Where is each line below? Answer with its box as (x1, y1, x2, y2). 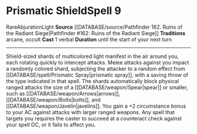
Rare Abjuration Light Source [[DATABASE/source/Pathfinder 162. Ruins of (6, 23, 183, 30)
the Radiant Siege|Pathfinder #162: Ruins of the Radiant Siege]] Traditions (6, 29, 186, 36)
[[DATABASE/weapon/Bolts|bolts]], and (6, 96, 101, 103)
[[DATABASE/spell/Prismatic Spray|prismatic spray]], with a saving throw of (6, 71, 189, 78)
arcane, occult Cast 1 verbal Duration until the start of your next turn (6, 36, 172, 43)
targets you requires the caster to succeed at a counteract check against (6, 115, 182, 122)
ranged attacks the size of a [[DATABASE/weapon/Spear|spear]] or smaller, (6, 84, 188, 91)
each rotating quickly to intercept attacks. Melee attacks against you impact (6, 59, 189, 66)
